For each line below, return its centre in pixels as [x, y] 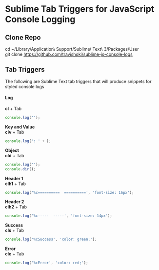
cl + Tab [13, 109]
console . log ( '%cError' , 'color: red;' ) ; [47, 263]
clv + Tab [15, 132]
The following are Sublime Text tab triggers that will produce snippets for [78, 81]
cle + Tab [15, 254]
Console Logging [40, 19]
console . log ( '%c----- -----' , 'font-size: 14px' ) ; [59, 216]
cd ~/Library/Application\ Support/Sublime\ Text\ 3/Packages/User [72, 49]
